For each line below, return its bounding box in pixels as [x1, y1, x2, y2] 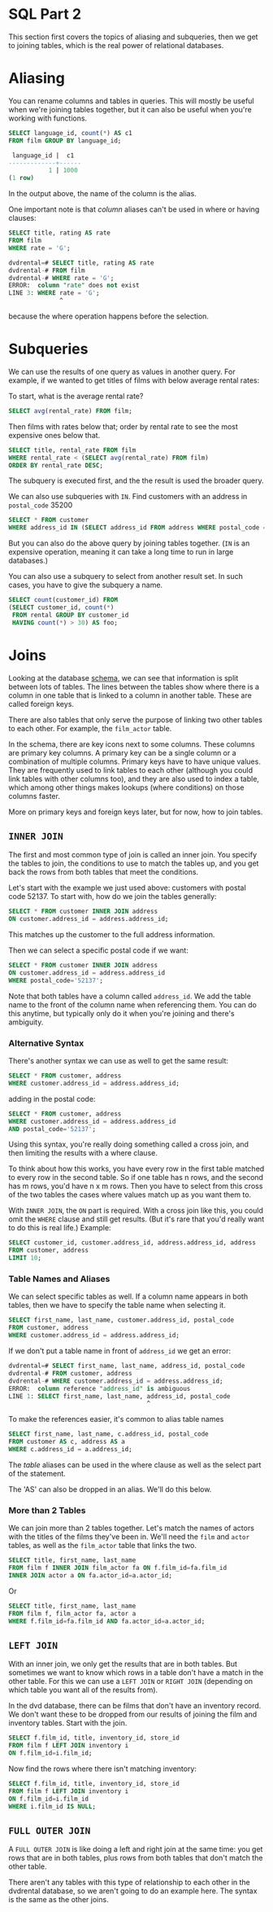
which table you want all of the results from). [8, 1685, 158, 1695]
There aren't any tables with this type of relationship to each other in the [8, 1878, 250, 1888]
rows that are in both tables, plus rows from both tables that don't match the [8, 1853, 263, 1863]
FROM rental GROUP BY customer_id [11, 611, 129, 619]
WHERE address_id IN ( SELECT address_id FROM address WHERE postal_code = [8, 524, 267, 532]
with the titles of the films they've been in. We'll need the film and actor [8, 1532, 250, 1541]
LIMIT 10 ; [8, 1254, 42, 1262]
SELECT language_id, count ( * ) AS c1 [8, 129, 132, 137]
